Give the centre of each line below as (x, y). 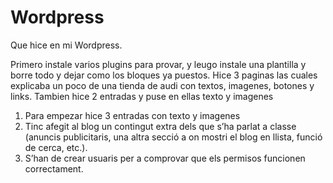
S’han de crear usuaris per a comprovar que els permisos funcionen (165, 158)
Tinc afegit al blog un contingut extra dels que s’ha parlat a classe (160, 126)
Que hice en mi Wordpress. (66, 45)
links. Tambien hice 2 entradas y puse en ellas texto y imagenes (142, 96)
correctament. (54, 168)
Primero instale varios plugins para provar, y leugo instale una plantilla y (158, 64)
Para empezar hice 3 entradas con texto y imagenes (132, 115)
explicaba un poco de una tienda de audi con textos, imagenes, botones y (162, 85)
